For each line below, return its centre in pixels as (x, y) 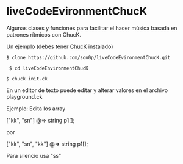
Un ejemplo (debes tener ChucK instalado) (60, 46)
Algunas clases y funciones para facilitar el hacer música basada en (92, 28)
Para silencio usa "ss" (34, 155)
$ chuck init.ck (27, 79)
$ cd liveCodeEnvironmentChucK (48, 68)
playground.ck (24, 96)
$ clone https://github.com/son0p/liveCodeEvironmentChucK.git (88, 57)
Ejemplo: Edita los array (36, 109)
